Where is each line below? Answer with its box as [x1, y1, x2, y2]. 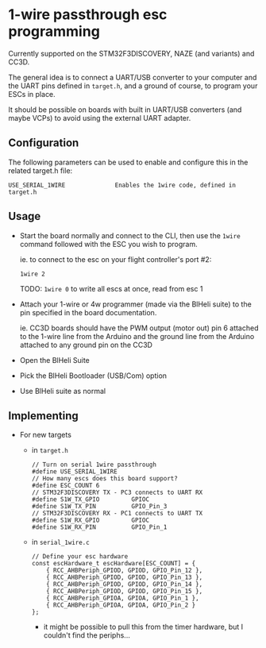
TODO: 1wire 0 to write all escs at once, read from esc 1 [19, 283, 203, 293]
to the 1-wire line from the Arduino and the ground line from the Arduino [19, 331, 255, 341]
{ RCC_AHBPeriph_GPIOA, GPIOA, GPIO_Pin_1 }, [46, 594, 200, 603]
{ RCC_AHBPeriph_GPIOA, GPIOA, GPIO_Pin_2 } [46, 601, 196, 609]
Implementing [8, 409, 79, 422]
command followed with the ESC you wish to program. [19, 239, 198, 249]
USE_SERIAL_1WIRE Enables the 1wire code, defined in [8, 181, 237, 189]
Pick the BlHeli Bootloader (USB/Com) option [19, 371, 168, 380]
